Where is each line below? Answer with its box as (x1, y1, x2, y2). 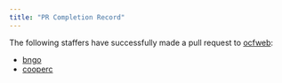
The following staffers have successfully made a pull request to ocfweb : (9, 37, 274, 48)
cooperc (21, 64, 53, 74)
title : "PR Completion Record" (9, 12, 125, 22)
